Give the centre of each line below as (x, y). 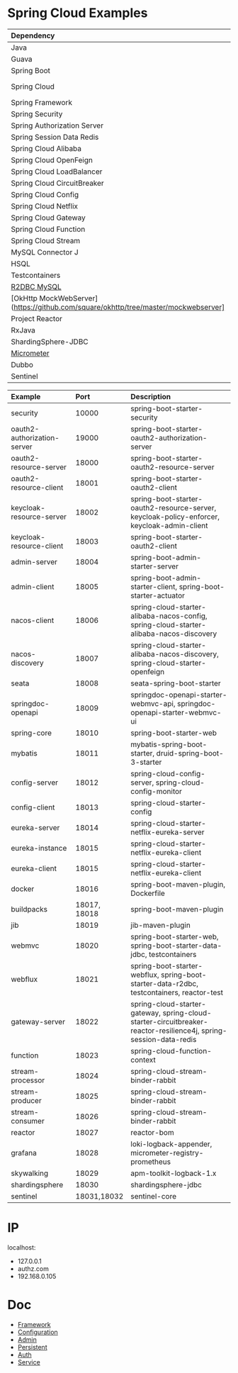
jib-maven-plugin (161, 925)
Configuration (38, 1332)
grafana (24, 1153)
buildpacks (29, 909)
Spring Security (37, 113)
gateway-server (38, 1021)
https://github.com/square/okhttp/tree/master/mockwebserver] (119, 307)
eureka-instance (39, 848)
